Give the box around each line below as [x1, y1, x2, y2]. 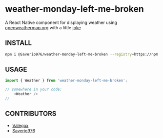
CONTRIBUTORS [5, 110, 57, 118]
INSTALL [5, 39, 32, 47]
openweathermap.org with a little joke [5, 24, 81, 30]
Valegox [12, 122, 29, 128]
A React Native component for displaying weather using [5, 20, 117, 25]
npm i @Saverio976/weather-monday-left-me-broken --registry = [5, 52, 134, 57]
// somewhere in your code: [5, 87, 62, 92]
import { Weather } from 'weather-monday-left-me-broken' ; [5, 78, 128, 83]
